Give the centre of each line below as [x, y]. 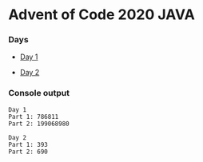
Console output [39, 93]
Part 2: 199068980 [39, 124]
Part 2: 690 [28, 152]
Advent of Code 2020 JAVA [102, 15]
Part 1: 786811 [34, 117]
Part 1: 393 [28, 144]
